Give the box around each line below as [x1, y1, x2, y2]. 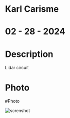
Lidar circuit [5, 65, 29, 71]
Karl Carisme [5, 3, 59, 15]
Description [5, 48, 53, 59]
